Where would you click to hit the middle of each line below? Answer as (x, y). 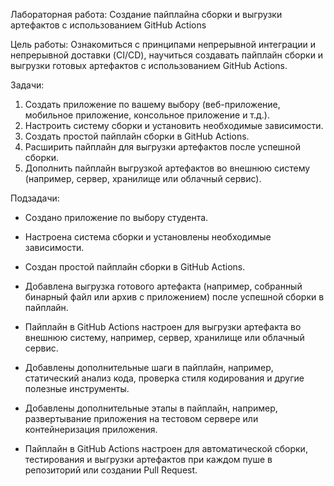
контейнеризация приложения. (91, 429)
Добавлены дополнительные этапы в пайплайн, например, (151, 408)
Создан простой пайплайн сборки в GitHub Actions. (135, 267)
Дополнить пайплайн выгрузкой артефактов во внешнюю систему (167, 168)
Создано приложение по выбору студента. (116, 217)
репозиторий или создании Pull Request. (111, 470)
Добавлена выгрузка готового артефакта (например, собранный (163, 286)
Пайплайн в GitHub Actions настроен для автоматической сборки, (166, 448)
